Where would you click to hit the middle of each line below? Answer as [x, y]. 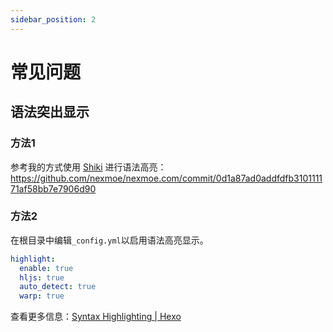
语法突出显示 [50, 112]
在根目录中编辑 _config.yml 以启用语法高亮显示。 [109, 240]
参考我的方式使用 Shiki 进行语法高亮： [88, 167]
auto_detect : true [58, 287]
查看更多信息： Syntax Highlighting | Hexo [96, 317]
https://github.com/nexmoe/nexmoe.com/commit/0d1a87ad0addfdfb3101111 [166, 178]
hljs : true [42, 277]
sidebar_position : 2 [53, 19]
